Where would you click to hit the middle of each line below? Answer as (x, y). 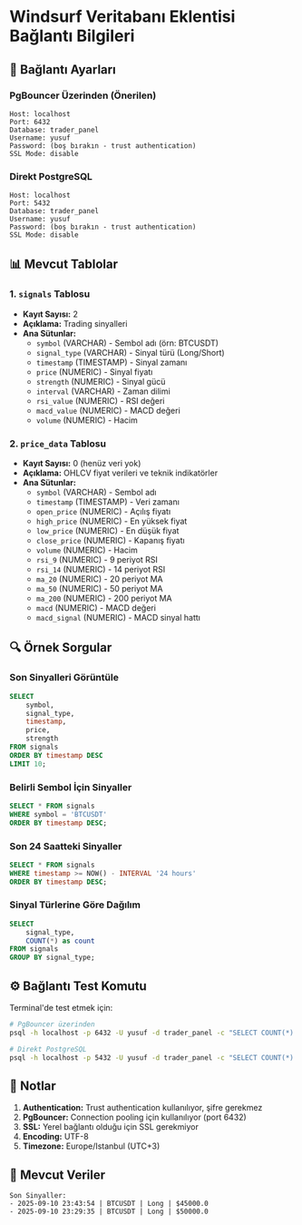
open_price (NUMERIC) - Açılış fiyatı (103, 512)
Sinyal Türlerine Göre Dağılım (75, 905)
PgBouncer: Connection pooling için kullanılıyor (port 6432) (134, 1117)
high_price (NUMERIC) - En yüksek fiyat (112, 521)
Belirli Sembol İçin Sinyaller (71, 787)
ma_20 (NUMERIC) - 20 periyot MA (99, 579)
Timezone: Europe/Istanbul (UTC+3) (91, 1146)
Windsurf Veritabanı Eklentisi (122, 17)
